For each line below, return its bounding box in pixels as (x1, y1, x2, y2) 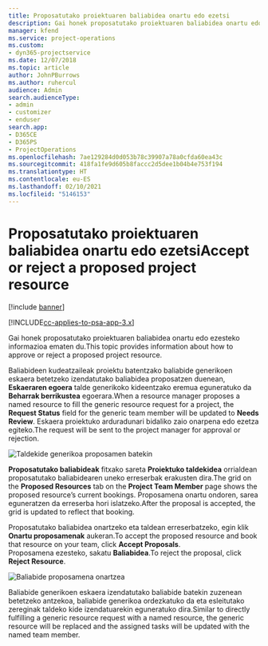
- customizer (8, 109, 52, 117)
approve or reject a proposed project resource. (8, 349, 163, 360)
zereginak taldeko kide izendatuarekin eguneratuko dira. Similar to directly (8, 604, 250, 614)
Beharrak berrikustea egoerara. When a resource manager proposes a (8, 391, 241, 401)
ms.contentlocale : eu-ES (8, 175, 91, 184)
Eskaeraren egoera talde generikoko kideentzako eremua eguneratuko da (8, 382, 252, 392)
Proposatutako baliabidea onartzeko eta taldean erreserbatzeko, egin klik (8, 522, 249, 532)
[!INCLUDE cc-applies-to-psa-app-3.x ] (8, 317, 135, 327)
